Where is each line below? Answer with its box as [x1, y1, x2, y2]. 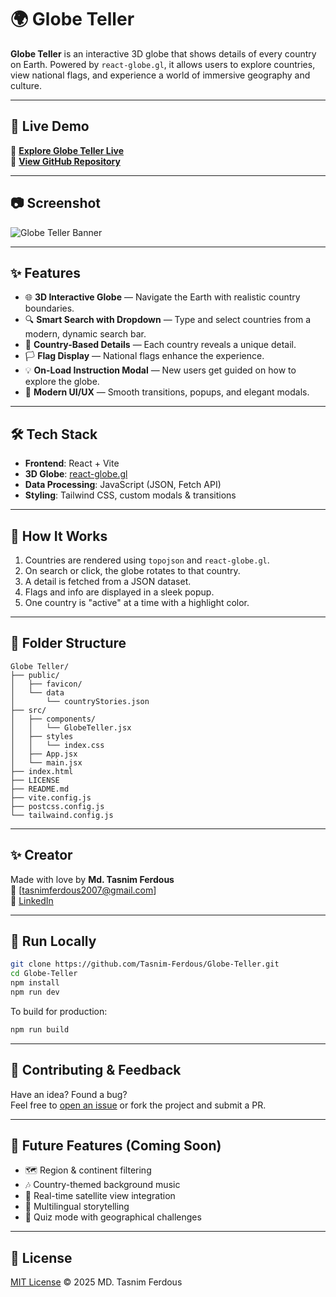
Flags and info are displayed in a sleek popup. [24, 586, 215, 598]
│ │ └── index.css [10, 740, 105, 750]
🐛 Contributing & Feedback [10, 1062, 182, 1079]
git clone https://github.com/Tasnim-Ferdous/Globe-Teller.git [10, 959, 280, 970]
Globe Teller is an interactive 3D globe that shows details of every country [10, 47, 317, 60]
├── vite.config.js [10, 792, 92, 803]
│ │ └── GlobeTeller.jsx [10, 722, 132, 733]
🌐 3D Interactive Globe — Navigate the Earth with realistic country [24, 291, 301, 303]
